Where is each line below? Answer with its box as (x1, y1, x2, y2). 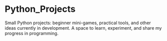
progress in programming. (5, 30, 59, 36)
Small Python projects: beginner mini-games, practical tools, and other (5, 20, 151, 26)
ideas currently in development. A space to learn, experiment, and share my (5, 25, 162, 31)
